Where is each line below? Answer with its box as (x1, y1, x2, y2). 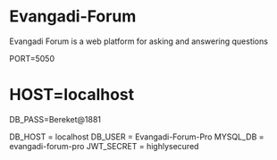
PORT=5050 (9, 53, 55, 63)
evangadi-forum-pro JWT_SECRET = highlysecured (9, 140, 199, 151)
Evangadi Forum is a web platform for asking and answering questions (9, 36, 268, 46)
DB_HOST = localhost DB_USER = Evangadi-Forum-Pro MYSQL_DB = (9, 131, 265, 142)
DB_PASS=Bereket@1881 (9, 114, 101, 124)
